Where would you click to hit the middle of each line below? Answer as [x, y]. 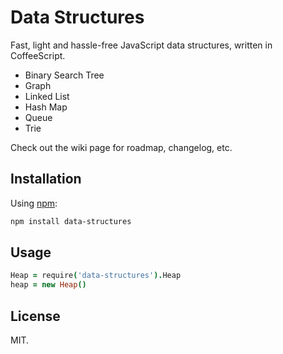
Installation [46, 179]
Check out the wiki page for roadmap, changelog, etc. [121, 147]
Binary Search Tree [64, 75]
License [35, 316]
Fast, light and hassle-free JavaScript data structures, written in [141, 45]
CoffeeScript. [38, 55]
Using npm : [34, 203]
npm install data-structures [71, 221]
